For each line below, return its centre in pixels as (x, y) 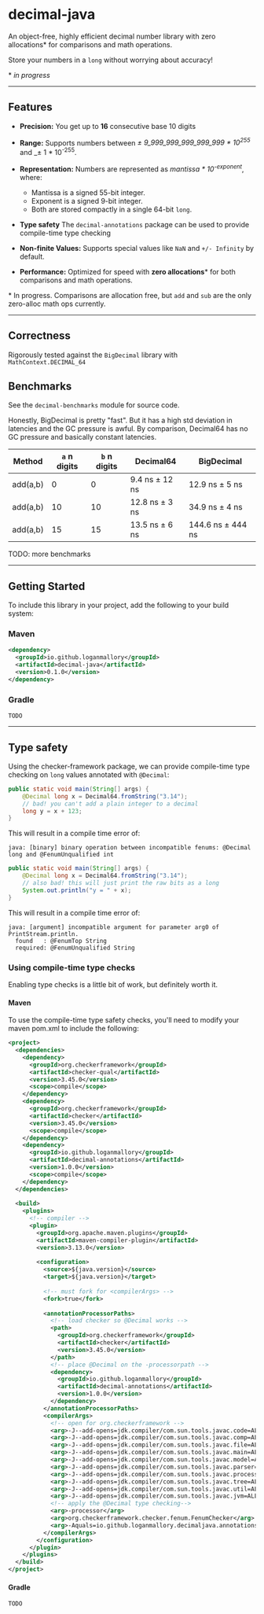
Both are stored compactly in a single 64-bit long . (112, 209)
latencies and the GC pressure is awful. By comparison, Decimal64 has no (128, 429)
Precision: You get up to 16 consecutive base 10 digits (108, 126)
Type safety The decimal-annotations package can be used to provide (134, 224)
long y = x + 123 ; (52, 811)
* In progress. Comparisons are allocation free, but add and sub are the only (130, 295)
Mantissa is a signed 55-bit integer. (88, 192)
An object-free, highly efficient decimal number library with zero (112, 36)
